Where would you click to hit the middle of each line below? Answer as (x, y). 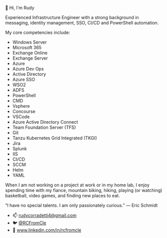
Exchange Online (30, 53)
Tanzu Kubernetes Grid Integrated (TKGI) (55, 138)
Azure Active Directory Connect (45, 122)
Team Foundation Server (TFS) (44, 127)
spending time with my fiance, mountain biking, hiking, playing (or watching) (84, 190)
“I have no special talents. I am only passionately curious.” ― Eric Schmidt (81, 205)
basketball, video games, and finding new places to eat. (62, 196)
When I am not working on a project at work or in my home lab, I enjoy (77, 185)
